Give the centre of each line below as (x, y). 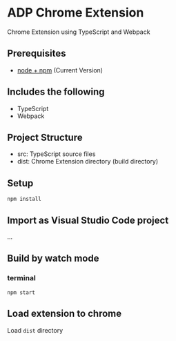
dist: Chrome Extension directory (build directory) (88, 162)
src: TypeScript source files (56, 154)
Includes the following (56, 92)
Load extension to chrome (65, 314)
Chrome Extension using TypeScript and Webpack (79, 32)
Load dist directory (35, 330)
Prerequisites (37, 53)
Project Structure (45, 137)
